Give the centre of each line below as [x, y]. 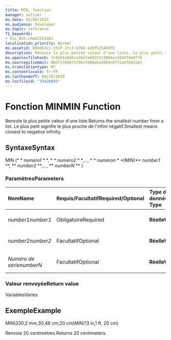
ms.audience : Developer [31, 24]
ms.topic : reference [27, 29]
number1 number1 [30, 219]
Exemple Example [33, 311]
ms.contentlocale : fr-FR [32, 72]
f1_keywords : [19, 34]
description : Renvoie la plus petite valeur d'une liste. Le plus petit [84, 53]
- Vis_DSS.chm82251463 [29, 39]
